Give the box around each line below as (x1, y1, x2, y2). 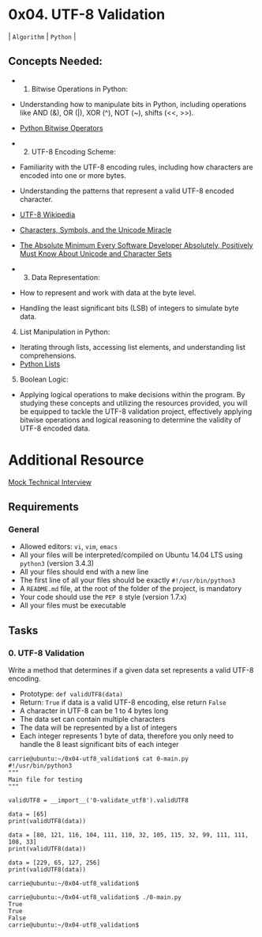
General (8, 524, 39, 535)
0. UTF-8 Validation (8, 647, 85, 658)
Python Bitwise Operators (19, 123, 104, 132)
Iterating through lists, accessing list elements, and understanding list (19, 342, 246, 351)
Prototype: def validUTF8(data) (19, 689, 124, 699)
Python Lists (19, 358, 61, 369)
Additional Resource (8, 451, 144, 468)
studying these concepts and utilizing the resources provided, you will (19, 398, 248, 408)
